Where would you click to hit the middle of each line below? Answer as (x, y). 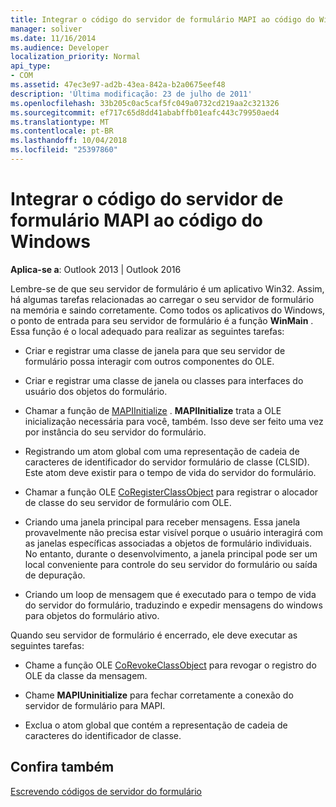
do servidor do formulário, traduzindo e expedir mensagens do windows (173, 605)
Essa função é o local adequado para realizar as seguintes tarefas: (147, 331)
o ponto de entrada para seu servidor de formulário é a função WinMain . (162, 320)
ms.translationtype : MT (60, 122)
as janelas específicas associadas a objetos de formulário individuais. (168, 543)
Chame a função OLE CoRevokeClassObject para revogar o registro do (170, 665)
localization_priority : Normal (75, 57)
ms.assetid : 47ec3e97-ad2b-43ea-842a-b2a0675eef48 (118, 85)
